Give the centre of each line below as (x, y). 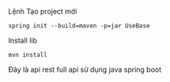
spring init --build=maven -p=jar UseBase (79, 26)
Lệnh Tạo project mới (43, 11)
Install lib (23, 40)
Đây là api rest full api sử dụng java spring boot (85, 69)
